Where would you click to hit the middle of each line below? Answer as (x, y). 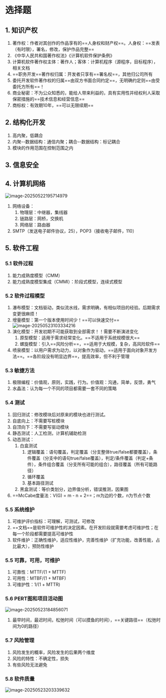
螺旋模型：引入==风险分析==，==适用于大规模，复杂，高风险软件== (90, 344)
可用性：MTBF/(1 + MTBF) (39, 579)
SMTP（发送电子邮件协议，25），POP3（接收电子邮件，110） (75, 231)
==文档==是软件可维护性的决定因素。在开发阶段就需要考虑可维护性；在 (85, 527)
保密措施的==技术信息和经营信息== (49, 99)
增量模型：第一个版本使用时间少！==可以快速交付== (66, 320)
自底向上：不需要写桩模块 (38, 421)
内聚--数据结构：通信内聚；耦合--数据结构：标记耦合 (66, 141)
